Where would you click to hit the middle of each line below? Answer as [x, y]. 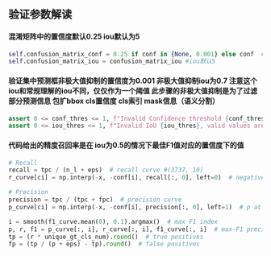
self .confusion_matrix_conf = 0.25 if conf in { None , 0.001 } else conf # [137, 54]
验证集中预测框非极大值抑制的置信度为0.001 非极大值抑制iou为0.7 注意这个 [133, 81]
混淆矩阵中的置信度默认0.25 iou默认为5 [74, 36]
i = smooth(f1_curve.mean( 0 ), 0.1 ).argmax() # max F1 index [113, 221]
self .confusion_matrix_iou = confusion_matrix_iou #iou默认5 [112, 62]
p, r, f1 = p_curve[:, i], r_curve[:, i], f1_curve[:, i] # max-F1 [126, 229]
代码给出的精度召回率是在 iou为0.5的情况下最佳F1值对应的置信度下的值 [126, 145]
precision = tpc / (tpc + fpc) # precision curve [95, 200]
